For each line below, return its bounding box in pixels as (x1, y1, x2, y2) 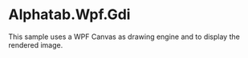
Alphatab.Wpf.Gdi (8, 6, 131, 24)
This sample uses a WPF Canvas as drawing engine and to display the (8, 32, 241, 41)
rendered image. (8, 40, 63, 49)
